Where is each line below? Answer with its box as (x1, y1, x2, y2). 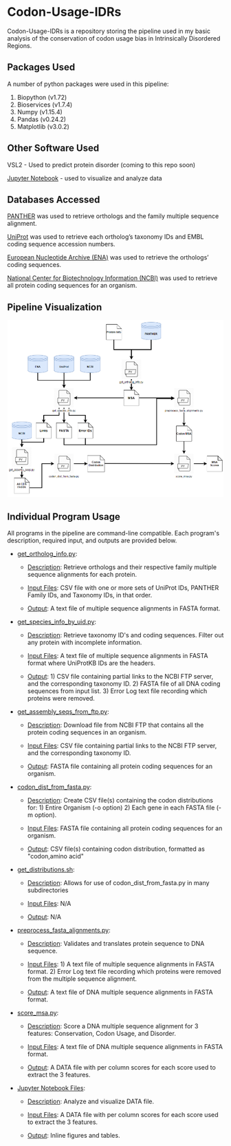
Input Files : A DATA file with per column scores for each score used (27, 1111, 219, 1119)
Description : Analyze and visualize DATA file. (27, 1097, 155, 1105)
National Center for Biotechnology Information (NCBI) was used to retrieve (7, 274, 218, 282)
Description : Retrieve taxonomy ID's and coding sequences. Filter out (27, 631, 224, 639)
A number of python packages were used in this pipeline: (7, 80, 169, 88)
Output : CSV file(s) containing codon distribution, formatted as (27, 845, 205, 853)
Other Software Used (7, 142, 100, 154)
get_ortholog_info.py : (16, 550, 78, 558)
